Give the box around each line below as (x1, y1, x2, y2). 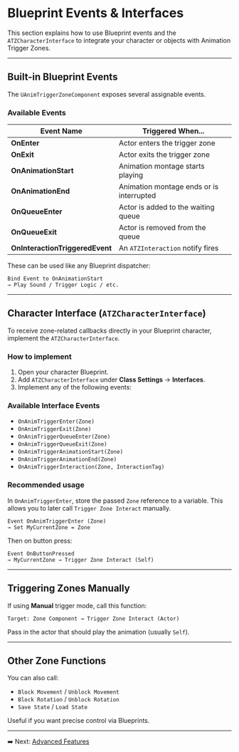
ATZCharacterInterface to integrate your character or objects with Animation (7, 36, 231, 44)
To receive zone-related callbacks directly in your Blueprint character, (7, 326, 212, 335)
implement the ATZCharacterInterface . (7, 333, 120, 343)
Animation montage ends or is (118, 182, 219, 192)
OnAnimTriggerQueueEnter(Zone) (17, 433, 111, 441)
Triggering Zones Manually (7, 583, 130, 595)
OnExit (11, 150, 34, 160)
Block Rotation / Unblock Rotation (17, 695, 119, 704)
